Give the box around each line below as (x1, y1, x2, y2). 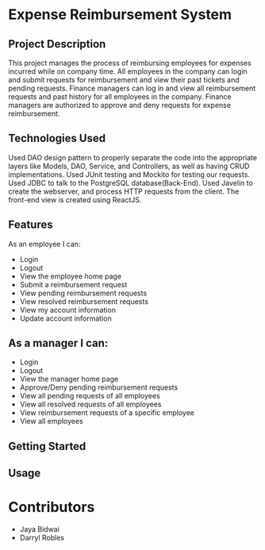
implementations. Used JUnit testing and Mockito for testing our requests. (8, 169, 250, 179)
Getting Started (8, 439, 86, 453)
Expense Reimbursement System (8, 6, 232, 24)
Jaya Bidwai (19, 525, 60, 534)
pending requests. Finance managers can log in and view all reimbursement (8, 83, 256, 93)
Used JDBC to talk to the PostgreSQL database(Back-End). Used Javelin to (8, 178, 254, 187)
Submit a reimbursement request (19, 279, 128, 289)
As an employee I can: (8, 239, 81, 248)
